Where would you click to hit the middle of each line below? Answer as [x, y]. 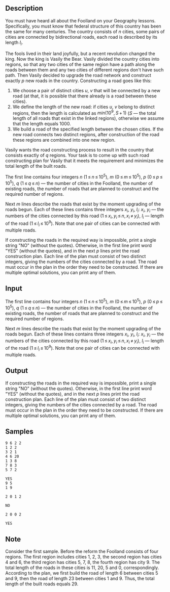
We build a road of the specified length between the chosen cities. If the [88, 129]
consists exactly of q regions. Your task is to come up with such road [77, 156]
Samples [20, 431]
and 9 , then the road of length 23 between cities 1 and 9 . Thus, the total [80, 579]
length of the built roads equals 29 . [42, 584]
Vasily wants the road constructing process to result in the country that [79, 150]
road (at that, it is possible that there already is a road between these [84, 96]
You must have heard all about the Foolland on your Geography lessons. [80, 20]
